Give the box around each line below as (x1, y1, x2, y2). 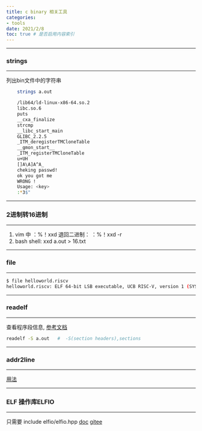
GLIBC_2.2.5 (17, 133, 47, 139)
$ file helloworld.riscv (6, 278, 69, 284)
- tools (6, 20, 26, 26)
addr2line (6, 355, 35, 363)
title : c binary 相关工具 (6, 8, 68, 15)
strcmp (17, 122, 34, 128)
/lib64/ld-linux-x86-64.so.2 (17, 100, 90, 106)
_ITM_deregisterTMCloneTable (17, 139, 90, 145)
